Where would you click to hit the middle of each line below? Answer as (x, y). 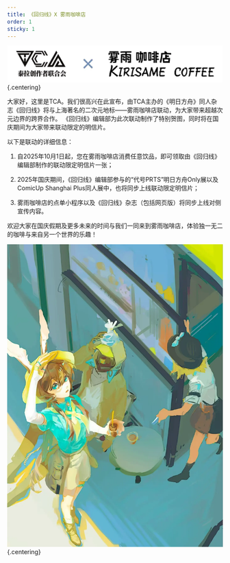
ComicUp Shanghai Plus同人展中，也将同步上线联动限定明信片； (108, 188)
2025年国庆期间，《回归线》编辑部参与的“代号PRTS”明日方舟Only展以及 (118, 179)
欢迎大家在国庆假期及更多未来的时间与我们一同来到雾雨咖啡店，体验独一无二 (115, 226)
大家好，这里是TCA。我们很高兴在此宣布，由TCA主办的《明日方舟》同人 (109, 101)
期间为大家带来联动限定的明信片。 (61, 127)
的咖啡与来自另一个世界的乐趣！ (52, 234)
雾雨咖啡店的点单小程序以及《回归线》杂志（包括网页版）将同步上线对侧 (119, 202)
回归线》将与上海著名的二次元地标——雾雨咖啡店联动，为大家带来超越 (118, 110)
